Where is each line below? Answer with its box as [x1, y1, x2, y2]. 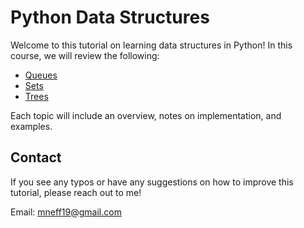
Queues [24, 69, 58, 81]
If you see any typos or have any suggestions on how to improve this [10, 176, 294, 188]
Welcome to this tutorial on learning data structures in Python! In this [10, 39, 293, 51]
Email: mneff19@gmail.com [10, 206, 122, 218]
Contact [10, 149, 62, 166]
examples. [10, 120, 53, 132]
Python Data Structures [10, 6, 210, 29]
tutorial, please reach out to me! [10, 186, 142, 198]
